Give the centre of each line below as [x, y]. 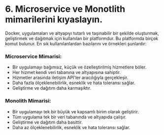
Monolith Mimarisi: [28, 101]
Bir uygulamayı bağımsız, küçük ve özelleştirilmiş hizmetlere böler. [79, 67]
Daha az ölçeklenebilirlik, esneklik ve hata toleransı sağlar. [71, 127]
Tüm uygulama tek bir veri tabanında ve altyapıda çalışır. [69, 117]
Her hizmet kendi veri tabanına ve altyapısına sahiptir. [66, 72]
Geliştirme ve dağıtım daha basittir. [47, 122]
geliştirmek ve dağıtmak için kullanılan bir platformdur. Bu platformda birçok [82, 38]
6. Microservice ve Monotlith [65, 9]
